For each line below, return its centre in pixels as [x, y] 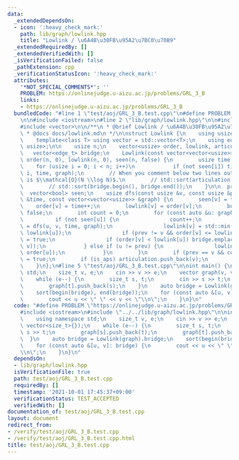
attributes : [32, 80]
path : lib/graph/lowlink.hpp [63, 34]
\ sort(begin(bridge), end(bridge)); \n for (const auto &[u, [122, 292]
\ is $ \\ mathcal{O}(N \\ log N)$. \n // [89, 180]
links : [30, 101]
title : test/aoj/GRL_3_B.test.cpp [59, 445]
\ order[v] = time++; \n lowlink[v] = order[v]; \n [111, 206]
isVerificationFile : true [52, 372]
